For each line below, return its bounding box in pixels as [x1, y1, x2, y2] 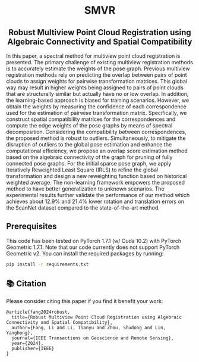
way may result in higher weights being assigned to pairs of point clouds [6, 84, 184, 91]
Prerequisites [6, 221, 57, 232]
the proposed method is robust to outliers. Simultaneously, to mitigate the [6, 135, 186, 142]
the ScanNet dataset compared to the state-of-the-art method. [6, 204, 160, 211]
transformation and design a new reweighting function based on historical [6, 173, 187, 179]
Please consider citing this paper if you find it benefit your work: [6, 297, 163, 304]
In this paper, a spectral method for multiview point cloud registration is [6, 52, 181, 60]
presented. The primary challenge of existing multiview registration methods [6, 59, 193, 65]
